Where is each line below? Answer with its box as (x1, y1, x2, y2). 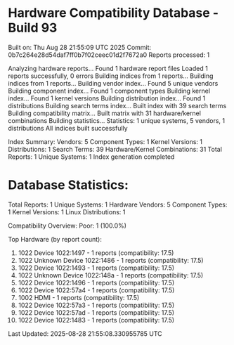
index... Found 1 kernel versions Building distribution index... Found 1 (8, 93, 206, 103)
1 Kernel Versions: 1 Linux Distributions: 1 (8, 207, 126, 216)
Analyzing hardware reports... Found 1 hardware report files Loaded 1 (8, 64, 208, 72)
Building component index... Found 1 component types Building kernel (8, 86, 210, 95)
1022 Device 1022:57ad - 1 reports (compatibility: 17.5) (18, 308, 175, 317)
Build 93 (8, 20, 58, 36)
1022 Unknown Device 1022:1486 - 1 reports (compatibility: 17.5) (18, 256, 204, 264)
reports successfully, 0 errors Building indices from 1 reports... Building (8, 72, 214, 80)
